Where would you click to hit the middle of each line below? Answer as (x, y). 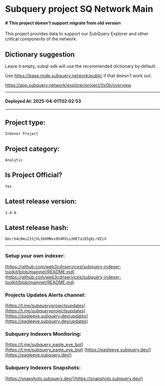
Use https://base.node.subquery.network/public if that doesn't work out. (79, 76)
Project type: (25, 122)
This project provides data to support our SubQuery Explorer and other (77, 34)
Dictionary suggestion (40, 54)
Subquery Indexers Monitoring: (43, 334)
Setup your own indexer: (35, 256)
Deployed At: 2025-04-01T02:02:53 (43, 101)
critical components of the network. (41, 39)
